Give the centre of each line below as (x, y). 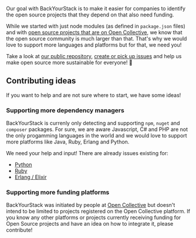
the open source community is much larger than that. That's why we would (97, 38)
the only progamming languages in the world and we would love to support (97, 136)
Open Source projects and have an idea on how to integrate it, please (90, 224)
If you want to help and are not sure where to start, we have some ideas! (94, 95)
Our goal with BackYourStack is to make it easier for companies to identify (96, 9)
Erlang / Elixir (31, 177)
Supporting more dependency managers (65, 110)
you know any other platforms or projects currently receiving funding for (94, 217)
